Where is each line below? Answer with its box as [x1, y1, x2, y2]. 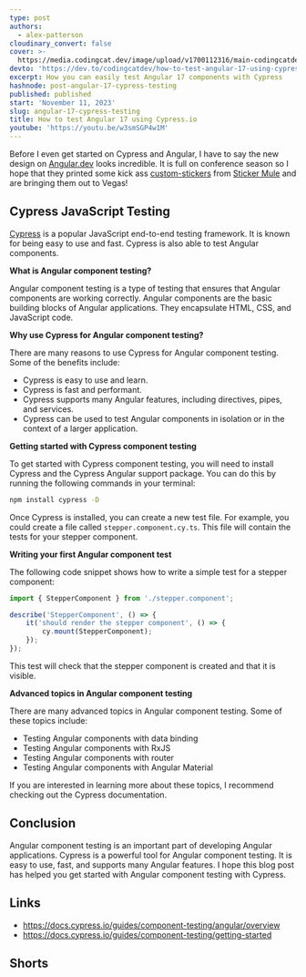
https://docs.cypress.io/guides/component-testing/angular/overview [22, 920, 280, 931]
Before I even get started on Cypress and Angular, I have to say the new [9, 149, 280, 159]
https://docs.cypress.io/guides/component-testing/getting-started [22, 929, 272, 940]
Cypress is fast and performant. [22, 384, 143, 395]
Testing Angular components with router [22, 752, 175, 763]
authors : [9, 22, 43, 31]
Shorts [9, 955, 48, 971]
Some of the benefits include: [9, 356, 120, 367]
